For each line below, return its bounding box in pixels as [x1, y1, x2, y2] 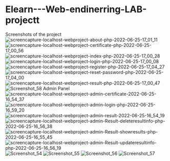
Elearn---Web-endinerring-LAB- [5, 4, 147, 15]
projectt [5, 14, 40, 26]
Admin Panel [42, 85, 70, 91]
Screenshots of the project [5, 31, 62, 37]
